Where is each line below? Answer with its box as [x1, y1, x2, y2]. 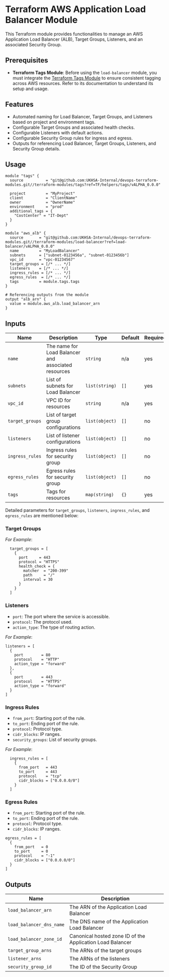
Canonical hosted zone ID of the [69, 933, 145, 940]
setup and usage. [12, 86, 49, 92]
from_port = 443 [18, 765, 57, 770]
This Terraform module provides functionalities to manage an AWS [5, 31, 143, 37]
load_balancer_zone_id [8, 936, 62, 942]
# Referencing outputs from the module [5, 292, 89, 297]
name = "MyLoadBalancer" [10, 248, 80, 254]
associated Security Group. [5, 41, 62, 47]
